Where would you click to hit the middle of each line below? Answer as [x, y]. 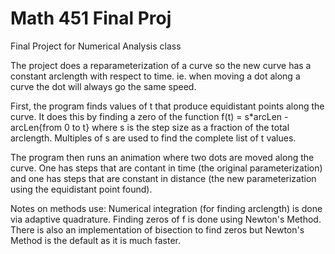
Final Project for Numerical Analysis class [96, 46]
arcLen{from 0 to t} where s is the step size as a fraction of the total [150, 127]
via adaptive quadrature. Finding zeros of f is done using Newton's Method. [166, 219]
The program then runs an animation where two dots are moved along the [162, 157]
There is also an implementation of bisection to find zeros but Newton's [157, 229]
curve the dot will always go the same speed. [103, 86]
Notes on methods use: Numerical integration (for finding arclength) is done [166, 208]
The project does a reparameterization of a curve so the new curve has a [161, 65]
